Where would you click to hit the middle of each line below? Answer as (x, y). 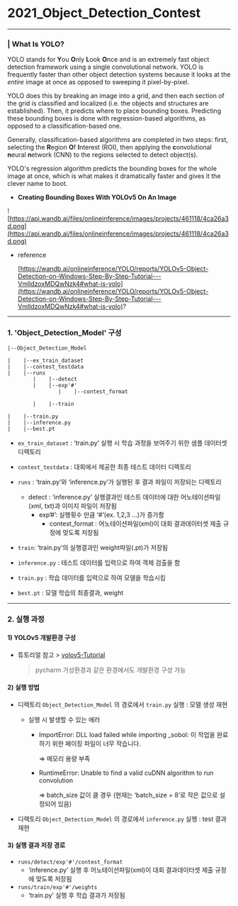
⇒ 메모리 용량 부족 (64, 758)
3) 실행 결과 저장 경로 (36, 845)
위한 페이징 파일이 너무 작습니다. (97, 744)
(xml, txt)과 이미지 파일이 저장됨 (72, 506)
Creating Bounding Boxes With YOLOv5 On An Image (97, 197)
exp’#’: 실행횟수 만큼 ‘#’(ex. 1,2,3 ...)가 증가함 (101, 514)
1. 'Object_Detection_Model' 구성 (64, 333)
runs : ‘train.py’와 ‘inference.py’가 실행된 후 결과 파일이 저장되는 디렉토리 (119, 482)
